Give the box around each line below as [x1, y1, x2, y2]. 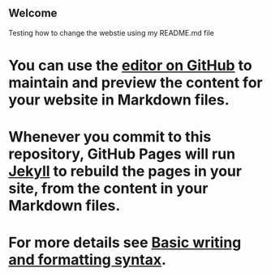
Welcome [8, 6, 58, 20]
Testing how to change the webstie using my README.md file [8, 28, 215, 37]
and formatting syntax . [8, 251, 166, 270]
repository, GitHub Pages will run [8, 145, 236, 163]
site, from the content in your [8, 180, 209, 197]
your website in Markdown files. [8, 91, 230, 108]
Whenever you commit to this [8, 128, 212, 146]
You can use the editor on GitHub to [8, 57, 253, 74]
